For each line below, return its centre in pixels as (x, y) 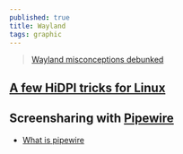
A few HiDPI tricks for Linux (87, 87)
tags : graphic (36, 34)
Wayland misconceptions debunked (97, 60)
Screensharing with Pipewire (92, 119)
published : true (39, 17)
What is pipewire (53, 140)
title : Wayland (38, 26)
